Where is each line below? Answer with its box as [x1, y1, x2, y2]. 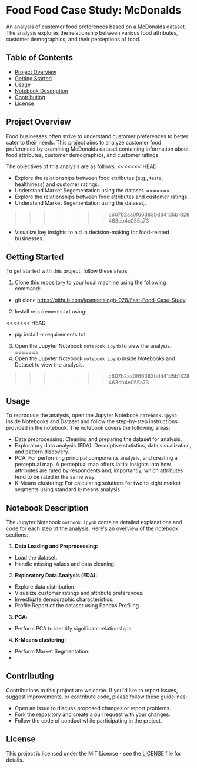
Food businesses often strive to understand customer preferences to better [6, 132, 189, 139]
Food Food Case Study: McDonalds [6, 4, 181, 17]
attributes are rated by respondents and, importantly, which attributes [14, 467, 183, 474]
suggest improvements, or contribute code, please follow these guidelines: [6, 693, 187, 700]
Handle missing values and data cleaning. [14, 560, 116, 567]
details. [6, 756, 24, 763]
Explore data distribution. [14, 583, 76, 590]
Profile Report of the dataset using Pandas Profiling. [14, 602, 141, 609]
